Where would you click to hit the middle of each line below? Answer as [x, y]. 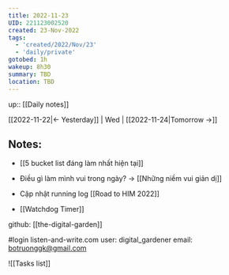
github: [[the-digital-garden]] [55, 224]
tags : [17, 38]
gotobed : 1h [28, 60]
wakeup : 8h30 [30, 67]
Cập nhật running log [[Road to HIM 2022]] [90, 194]
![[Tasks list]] [30, 264]
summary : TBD [30, 74]
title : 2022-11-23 [38, 15]
